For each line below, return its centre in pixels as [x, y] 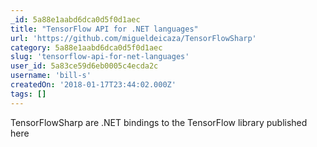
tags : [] [28, 94]
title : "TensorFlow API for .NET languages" [104, 29]
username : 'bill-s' [51, 76]
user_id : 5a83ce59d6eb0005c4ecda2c [84, 66]
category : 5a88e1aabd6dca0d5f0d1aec [86, 47]
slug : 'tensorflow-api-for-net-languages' [100, 57]
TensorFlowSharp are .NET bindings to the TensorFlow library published [159, 122]
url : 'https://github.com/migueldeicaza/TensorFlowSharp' [133, 38]
